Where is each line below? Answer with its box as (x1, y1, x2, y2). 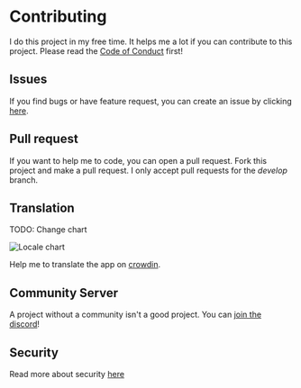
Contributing (9, 6, 107, 27)
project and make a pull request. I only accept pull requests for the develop (9, 165, 288, 176)
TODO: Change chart (9, 224, 87, 235)
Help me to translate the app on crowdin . (9, 259, 160, 270)
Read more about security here (9, 369, 124, 379)
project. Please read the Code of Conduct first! (9, 45, 183, 56)
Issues (9, 72, 48, 87)
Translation (9, 200, 75, 215)
